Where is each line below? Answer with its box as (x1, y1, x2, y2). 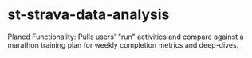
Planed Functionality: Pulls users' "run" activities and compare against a (7, 32, 244, 41)
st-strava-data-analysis (7, 6, 170, 24)
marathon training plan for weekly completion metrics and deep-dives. (7, 40, 239, 49)
